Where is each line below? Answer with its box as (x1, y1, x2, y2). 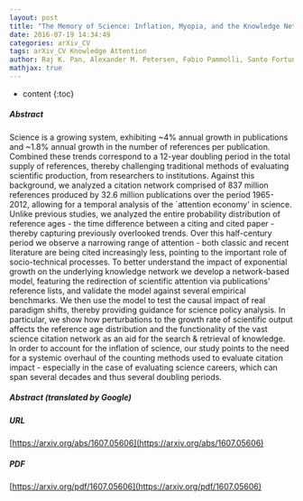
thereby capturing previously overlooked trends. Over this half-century (9, 227, 272, 238)
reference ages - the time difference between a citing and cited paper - (9, 218, 275, 228)
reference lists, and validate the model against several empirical (9, 285, 246, 296)
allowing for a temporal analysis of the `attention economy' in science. (31, 199, 293, 209)
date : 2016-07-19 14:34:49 (9, 30, 111, 39)
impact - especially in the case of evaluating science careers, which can (9, 362, 278, 373)
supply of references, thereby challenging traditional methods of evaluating (9, 160, 289, 172)
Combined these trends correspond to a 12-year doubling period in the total (9, 151, 290, 162)
